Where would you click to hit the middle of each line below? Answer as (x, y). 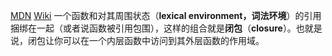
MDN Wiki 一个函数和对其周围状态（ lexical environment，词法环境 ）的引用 (166, 15)
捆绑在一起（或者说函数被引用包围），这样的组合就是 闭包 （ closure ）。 (153, 28)
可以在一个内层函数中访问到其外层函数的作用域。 (163, 40)
